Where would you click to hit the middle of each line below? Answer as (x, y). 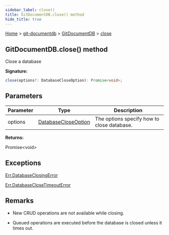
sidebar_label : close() (30, 10)
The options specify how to (127, 119)
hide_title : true (23, 19)
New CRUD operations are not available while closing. (68, 213)
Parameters (24, 96)
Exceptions (23, 163)
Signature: (16, 71)
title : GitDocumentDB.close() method (45, 15)
